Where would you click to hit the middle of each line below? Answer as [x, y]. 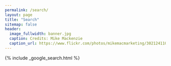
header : [13, 29]
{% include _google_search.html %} [42, 58]
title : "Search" [22, 19]
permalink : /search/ [27, 10]
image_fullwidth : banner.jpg [40, 34]
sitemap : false [21, 24]
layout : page [19, 15]
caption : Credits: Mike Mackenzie [46, 39]
